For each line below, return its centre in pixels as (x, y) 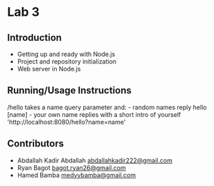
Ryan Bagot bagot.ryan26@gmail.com (71, 167)
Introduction (35, 38)
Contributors (36, 143)
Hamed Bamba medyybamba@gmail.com (77, 175)
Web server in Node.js (49, 69)
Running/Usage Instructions (69, 91)
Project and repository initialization (66, 62)
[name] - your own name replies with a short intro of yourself (94, 114)
